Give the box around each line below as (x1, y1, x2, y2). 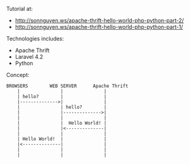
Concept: (6, 71, 30, 78)
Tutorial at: (6, 5, 33, 12)
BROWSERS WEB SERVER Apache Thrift (6, 83, 129, 89)
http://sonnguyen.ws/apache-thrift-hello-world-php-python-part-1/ (15, 24, 183, 30)
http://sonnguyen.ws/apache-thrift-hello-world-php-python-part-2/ (15, 17, 185, 24)
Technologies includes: (6, 35, 64, 42)
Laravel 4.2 (15, 53, 44, 60)
